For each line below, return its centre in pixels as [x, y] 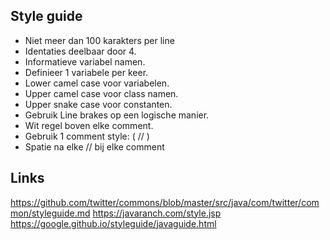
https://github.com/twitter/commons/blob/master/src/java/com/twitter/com [165, 202]
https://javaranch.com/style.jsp [157, 213]
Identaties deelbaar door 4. [80, 51]
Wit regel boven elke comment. [89, 125]
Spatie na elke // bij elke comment [94, 146]
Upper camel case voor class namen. [101, 93]
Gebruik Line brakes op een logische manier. [117, 115]
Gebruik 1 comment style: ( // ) [87, 136]
